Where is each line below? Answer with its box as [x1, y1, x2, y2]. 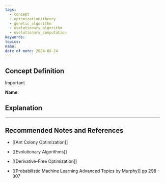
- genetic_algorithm [9, 21, 52, 26]
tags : [5, 7, 16, 12]
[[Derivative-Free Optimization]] [12, 158, 77, 164]
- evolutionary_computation [9, 30, 67, 35]
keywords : [5, 35, 26, 40]
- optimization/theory [9, 16, 56, 21]
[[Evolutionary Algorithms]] [12, 148, 67, 154]
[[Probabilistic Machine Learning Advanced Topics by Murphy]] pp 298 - [12, 168, 160, 174]
